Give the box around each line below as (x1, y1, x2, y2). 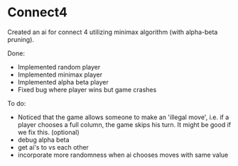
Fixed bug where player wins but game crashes (17, 85, 157, 94)
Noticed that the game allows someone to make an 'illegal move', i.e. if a (17, 113, 229, 121)
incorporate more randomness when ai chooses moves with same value (17, 150, 229, 159)
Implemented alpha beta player (17, 77, 109, 86)
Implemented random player (17, 62, 101, 71)
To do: (7, 99, 26, 107)
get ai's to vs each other (17, 143, 89, 151)
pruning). (7, 35, 34, 43)
